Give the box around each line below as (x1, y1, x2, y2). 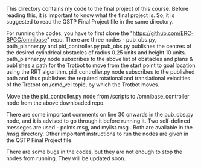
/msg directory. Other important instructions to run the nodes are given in (6, 130, 189, 137)
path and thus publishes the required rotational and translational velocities (6, 75, 191, 82)
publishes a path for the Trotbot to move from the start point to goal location (6, 62, 196, 69)
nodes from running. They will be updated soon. (6, 155, 126, 162)
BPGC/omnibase (6, 36, 48, 43)
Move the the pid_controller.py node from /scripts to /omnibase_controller (6, 93, 190, 100)
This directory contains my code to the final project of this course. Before (6, 5, 189, 12)
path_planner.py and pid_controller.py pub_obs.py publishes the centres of (6, 42, 192, 50)
